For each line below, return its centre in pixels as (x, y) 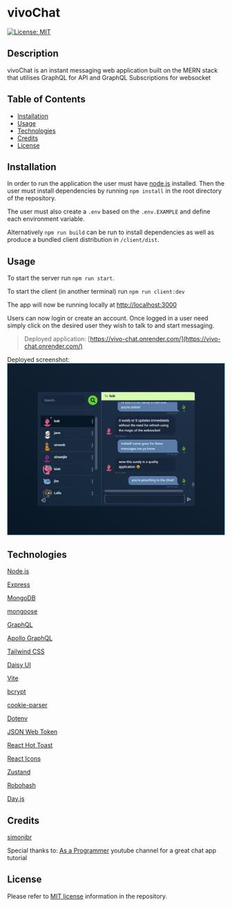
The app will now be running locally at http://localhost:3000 (92, 305)
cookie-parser (28, 705)
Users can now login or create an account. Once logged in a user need (108, 318)
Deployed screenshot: (39, 360)
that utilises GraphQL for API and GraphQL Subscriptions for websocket (109, 77)
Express (19, 584)
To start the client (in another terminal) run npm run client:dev (96, 292)
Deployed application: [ (57, 339)
